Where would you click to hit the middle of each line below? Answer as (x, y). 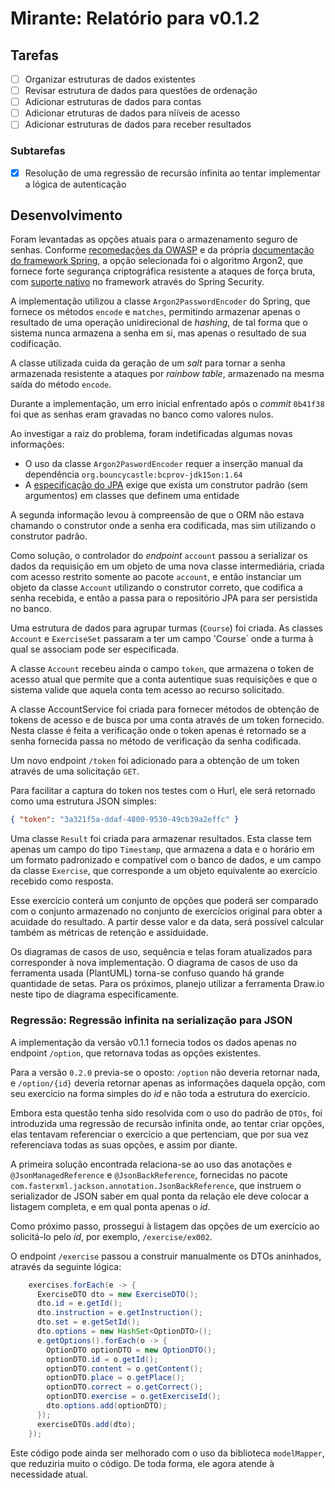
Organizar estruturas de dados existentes (110, 79)
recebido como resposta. (62, 881)
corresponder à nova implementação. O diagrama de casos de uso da (154, 963)
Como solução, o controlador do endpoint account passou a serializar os (159, 556)
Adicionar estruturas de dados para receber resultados (138, 124)
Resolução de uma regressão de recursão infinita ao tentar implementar (172, 173)
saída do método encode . (61, 384)
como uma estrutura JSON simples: (83, 801)
